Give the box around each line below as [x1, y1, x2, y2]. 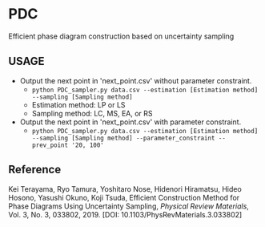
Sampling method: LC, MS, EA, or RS [31, 108, 154, 118]
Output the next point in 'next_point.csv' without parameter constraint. [19, 75, 252, 85]
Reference [8, 163, 62, 176]
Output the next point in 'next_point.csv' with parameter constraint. [19, 117, 242, 127]
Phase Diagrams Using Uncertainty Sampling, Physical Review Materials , [8, 201, 250, 211]
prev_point [31, 141, 69, 149]
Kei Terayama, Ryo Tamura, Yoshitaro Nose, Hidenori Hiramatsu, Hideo [8, 184, 242, 193]
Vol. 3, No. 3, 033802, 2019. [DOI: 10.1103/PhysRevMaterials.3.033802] [8, 209, 243, 219]
